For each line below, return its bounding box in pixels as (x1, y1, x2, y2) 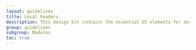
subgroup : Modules (6, 30, 51, 36)
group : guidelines (6, 24, 51, 30)
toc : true (6, 35, 30, 41)
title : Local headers (6, 14, 59, 20)
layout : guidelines (6, 8, 54, 14)
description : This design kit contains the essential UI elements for (6, 19, 181, 25)
